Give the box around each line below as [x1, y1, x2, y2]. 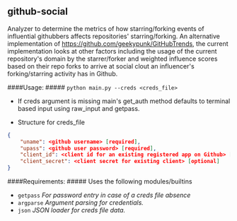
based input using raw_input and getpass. [17, 104, 140, 112]
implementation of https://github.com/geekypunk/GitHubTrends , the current [7, 39, 229, 48]
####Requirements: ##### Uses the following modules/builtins [7, 177, 192, 186]
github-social [7, 6, 69, 18]
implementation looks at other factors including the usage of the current [7, 47, 217, 55]
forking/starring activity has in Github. [7, 69, 118, 78]
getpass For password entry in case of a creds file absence [17, 191, 191, 200]
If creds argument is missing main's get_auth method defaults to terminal [17, 97, 231, 105]
